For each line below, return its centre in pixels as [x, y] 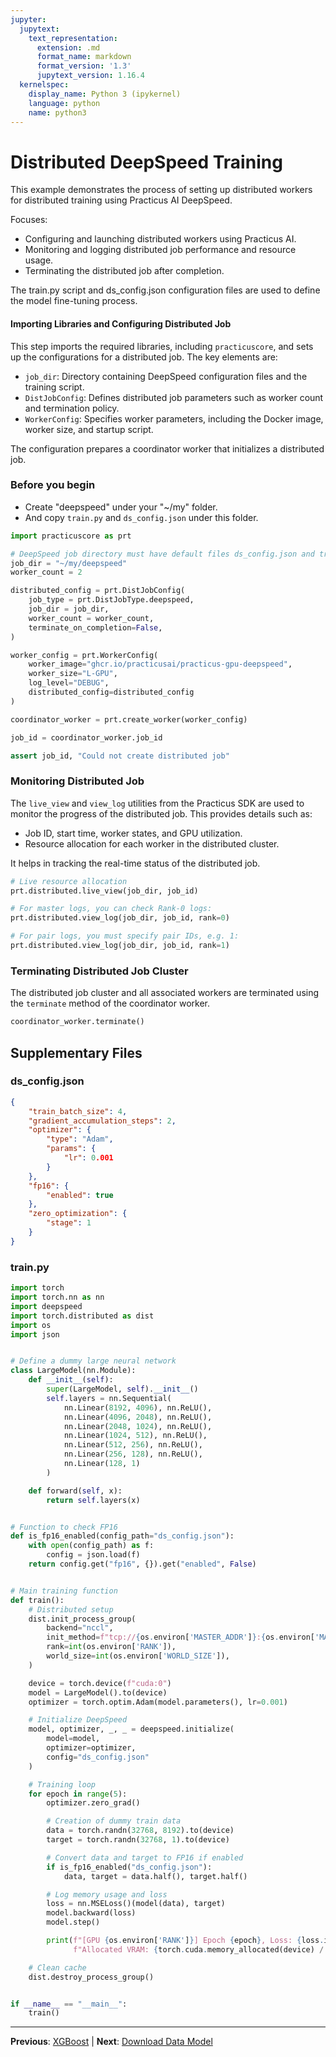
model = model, [73, 1739]
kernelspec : [44, 85]
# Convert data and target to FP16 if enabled [145, 1857]
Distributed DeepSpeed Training [146, 162]
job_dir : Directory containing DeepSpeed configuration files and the [166, 376]
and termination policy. [72, 408]
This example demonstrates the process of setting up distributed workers [161, 190]
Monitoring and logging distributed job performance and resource [160, 250]
